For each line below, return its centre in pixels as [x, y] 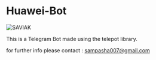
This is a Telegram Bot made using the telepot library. [72, 39]
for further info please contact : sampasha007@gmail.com [78, 50]
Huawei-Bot [36, 11]
